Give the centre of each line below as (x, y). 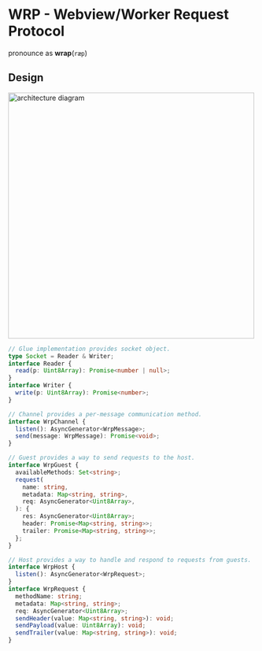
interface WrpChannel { (47, 422)
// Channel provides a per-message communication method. (105, 414)
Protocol (37, 31)
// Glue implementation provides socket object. (89, 349)
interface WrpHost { (42, 567)
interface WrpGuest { (44, 465)
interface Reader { (40, 364)
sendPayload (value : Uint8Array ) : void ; (81, 626)
